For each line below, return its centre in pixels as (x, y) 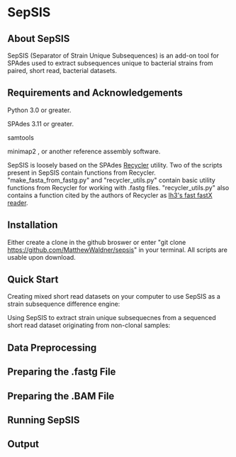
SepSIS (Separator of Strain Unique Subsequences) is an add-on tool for (113, 55)
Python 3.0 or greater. (39, 110)
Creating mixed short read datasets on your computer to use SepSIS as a (114, 297)
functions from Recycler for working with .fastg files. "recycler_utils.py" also (118, 187)
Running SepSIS (44, 420)
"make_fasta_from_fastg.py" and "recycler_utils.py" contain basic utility (112, 180)
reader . (18, 202)
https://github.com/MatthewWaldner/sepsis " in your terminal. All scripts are (118, 250)
